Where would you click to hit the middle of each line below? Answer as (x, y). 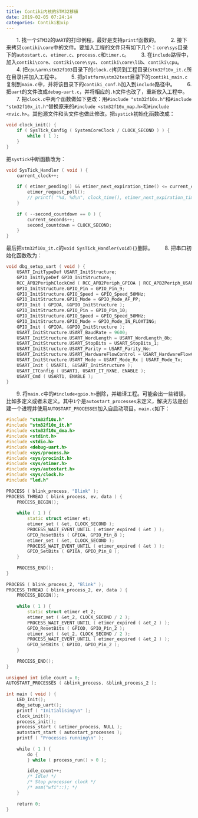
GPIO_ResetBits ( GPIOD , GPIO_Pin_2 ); (76, 628)
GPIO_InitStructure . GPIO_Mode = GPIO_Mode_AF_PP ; (79, 300)
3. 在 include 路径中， (166, 55)
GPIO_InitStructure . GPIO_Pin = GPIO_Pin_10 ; (72, 310)
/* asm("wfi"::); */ (52, 787)
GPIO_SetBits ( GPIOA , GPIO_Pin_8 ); (73, 552)
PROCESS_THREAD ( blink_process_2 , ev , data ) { (67, 590)
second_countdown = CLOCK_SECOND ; (70, 225)
